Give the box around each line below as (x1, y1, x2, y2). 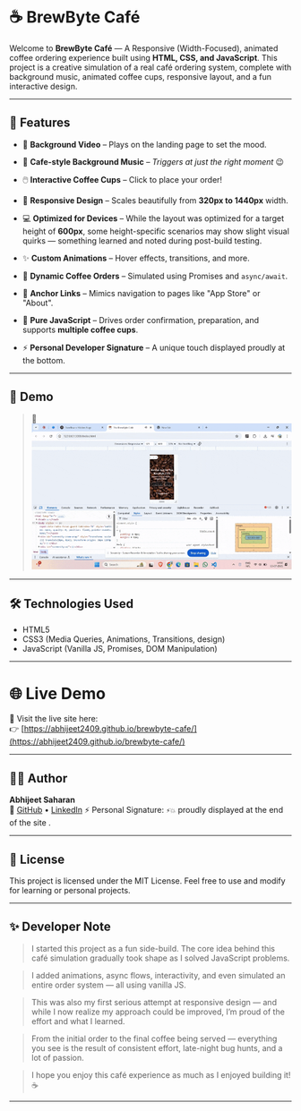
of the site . (9, 817, 51, 828)
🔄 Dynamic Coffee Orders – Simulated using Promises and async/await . (21, 270, 288, 281)
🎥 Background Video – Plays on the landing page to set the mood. (21, 139, 267, 150)
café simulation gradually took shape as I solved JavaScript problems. (30, 953, 290, 963)
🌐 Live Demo (9, 683, 106, 704)
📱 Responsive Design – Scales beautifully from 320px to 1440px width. (21, 194, 288, 206)
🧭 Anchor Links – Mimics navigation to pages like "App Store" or (21, 287, 261, 298)
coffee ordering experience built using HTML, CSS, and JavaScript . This (9, 52, 278, 63)
